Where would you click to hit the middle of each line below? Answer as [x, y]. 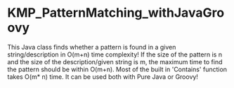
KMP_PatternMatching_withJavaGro [116, 13]
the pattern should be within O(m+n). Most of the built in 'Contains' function [117, 69]
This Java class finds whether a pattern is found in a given [92, 47]
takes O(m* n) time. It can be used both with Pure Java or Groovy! [103, 76]
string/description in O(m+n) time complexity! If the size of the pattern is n [115, 54]
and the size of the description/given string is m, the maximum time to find [115, 61]
